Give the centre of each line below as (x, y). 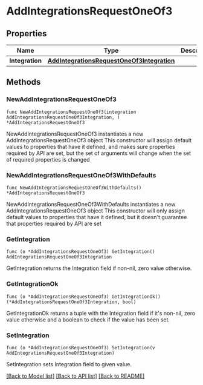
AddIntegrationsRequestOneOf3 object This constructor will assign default (99, 140)
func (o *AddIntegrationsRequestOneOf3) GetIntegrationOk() (84, 297)
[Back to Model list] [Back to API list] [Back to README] (76, 376)
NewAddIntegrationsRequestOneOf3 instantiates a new (75, 134)
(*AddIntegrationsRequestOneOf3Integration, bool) (71, 302)
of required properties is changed (48, 159)
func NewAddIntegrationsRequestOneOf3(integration (71, 112)
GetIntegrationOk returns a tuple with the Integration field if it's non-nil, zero (101, 313)
